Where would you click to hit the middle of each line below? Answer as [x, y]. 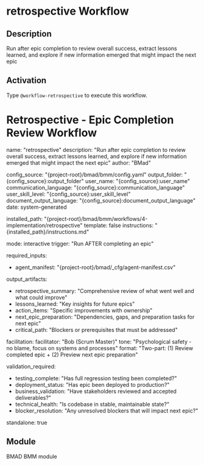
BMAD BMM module [32, 456]
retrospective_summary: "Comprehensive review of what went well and [105, 290]
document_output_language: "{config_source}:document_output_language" [101, 200]
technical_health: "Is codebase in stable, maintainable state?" [92, 404]
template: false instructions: [119, 225]
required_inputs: [27, 255]
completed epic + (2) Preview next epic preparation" [72, 355]
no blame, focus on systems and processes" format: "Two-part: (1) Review [100, 348]
